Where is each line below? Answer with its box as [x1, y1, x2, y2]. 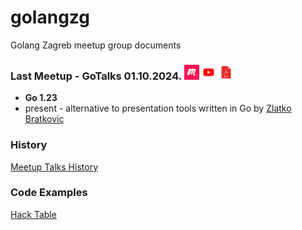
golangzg [10, 6, 90, 29]
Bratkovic [24, 113, 65, 125]
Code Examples [10, 186, 88, 200]
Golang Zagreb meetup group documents [10, 39, 182, 51]
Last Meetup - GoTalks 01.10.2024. [10, 69, 182, 83]
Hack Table [10, 208, 57, 220]
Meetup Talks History [10, 161, 98, 173]
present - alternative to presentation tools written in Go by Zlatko [24, 102, 292, 115]
